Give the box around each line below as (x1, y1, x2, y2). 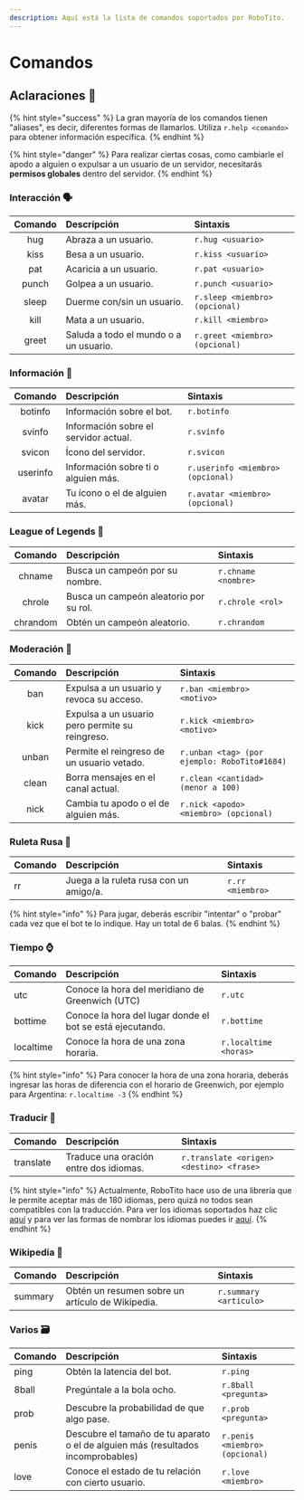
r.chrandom (217, 617, 265, 627)
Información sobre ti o (65, 460, 160, 473)
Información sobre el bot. (65, 405, 173, 418)
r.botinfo (186, 406, 230, 417)
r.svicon (186, 447, 225, 458)
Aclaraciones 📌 (9, 88, 97, 104)
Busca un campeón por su (66, 564, 178, 576)
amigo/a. (65, 886, 103, 898)
